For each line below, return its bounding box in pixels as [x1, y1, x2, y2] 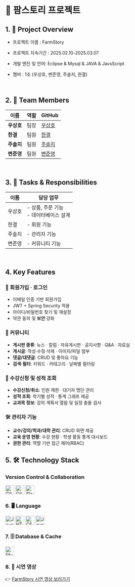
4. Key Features [5, 268, 56, 277]
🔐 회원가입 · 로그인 [5, 284, 48, 291]
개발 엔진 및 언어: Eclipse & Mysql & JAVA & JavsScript [12, 61, 125, 66]
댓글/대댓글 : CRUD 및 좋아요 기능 [12, 354, 78, 360]
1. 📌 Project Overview [5, 25, 74, 33]
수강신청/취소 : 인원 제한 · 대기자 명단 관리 [12, 387, 94, 393]
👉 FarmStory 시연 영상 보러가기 [5, 576, 70, 582]
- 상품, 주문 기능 [27, 204, 64, 211]
